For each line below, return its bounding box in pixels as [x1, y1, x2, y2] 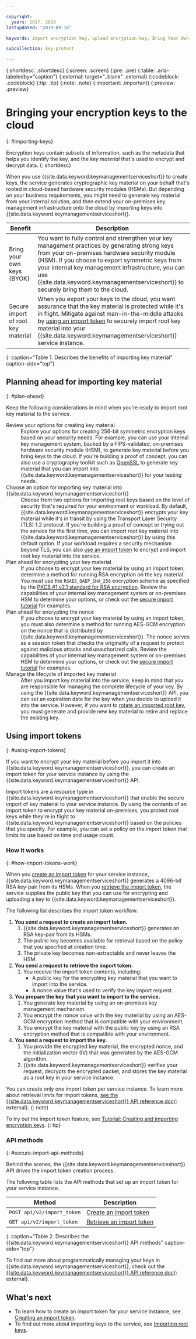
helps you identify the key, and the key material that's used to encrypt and [6, 156, 185, 163]
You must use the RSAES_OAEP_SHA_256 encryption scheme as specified [20, 577, 190, 584]
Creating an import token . [14, 1314, 76, 1321]
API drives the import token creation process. [6, 1167, 115, 1174]
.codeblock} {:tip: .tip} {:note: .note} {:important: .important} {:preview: [6, 80, 176, 87]
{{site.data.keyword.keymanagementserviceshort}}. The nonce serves [20, 633, 190, 640]
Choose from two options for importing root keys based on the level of [20, 496, 190, 503]
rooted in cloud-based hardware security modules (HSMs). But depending [6, 186, 185, 193]
